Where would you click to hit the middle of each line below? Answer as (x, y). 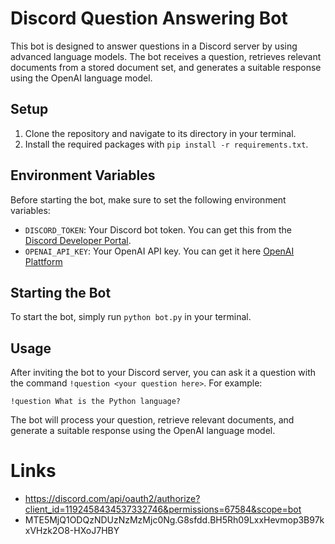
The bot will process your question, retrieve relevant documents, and (152, 420)
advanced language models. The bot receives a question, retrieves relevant (166, 56)
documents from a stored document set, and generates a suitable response (166, 67)
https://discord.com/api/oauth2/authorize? (112, 499)
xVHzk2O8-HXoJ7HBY (72, 531)
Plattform (43, 261)
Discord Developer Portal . (78, 240)
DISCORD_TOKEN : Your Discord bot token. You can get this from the (158, 229)
